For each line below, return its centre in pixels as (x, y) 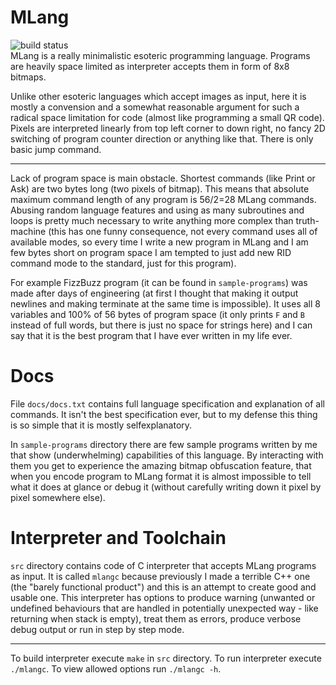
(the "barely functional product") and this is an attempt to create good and (163, 587)
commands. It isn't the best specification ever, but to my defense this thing (164, 414)
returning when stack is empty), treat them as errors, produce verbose (156, 618)
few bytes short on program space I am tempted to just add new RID (151, 252)
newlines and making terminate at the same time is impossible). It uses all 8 (165, 303)
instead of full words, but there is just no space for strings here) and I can (161, 325)
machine (28, 231)
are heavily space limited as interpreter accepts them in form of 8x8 (150, 66)
